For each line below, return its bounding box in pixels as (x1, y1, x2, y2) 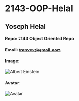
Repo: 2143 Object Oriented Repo (5, 36, 74, 42)
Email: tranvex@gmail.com (5, 47, 61, 52)
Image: (5, 58, 20, 64)
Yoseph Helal (5, 22, 46, 31)
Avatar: (5, 80, 20, 85)
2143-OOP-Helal (5, 3, 73, 14)
